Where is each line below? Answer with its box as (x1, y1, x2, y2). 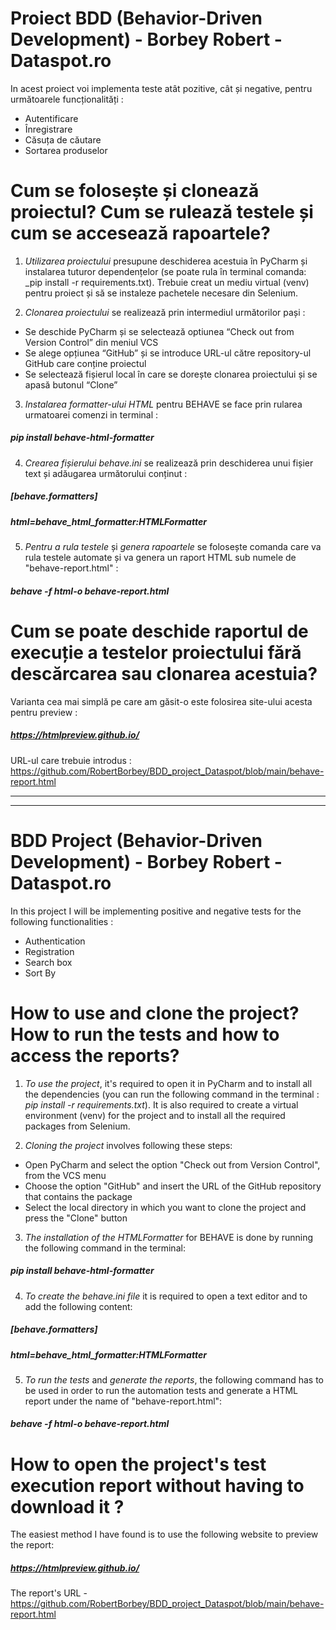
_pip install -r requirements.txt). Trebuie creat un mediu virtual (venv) (24, 276, 310, 288)
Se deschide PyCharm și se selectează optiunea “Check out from (24, 325, 295, 337)
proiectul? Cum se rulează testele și (10, 201, 314, 224)
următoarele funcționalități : (10, 93, 124, 105)
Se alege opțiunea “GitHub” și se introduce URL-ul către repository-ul (24, 347, 312, 359)
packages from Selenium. (24, 1120, 131, 1132)
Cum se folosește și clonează (10, 180, 260, 202)
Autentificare (24, 112, 79, 124)
